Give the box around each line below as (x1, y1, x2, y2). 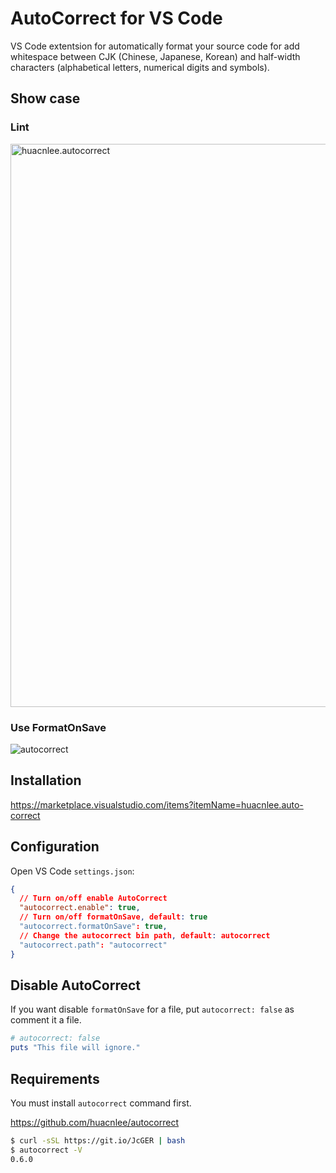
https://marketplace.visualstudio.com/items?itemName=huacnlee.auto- (10, 798, 304, 811)
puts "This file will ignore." (10, 1043, 141, 1053)
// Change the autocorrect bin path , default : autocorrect (19, 930, 271, 941)
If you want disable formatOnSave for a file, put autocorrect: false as (10, 1003, 295, 1016)
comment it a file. (10, 1014, 82, 1026)
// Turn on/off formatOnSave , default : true (19, 912, 208, 922)
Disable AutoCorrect (10, 977, 142, 994)
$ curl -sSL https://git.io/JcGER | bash (10, 1135, 186, 1146)
